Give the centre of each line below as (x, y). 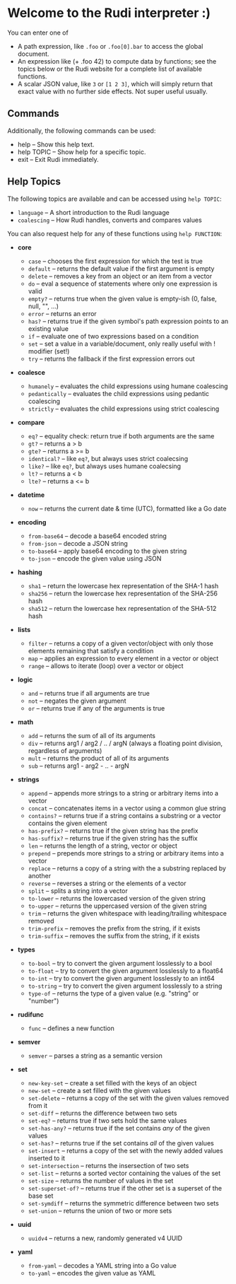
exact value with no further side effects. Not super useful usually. (113, 91)
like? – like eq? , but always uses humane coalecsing (105, 466)
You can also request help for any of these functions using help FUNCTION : (115, 233)
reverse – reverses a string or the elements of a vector (107, 883)
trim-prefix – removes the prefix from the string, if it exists (114, 928)
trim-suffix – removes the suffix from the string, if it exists (114, 935)
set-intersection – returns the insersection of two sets (108, 1165)
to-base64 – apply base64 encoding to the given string (107, 551)
